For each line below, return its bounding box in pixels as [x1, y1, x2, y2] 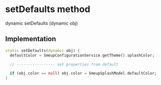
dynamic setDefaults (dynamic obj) [5, 20, 78, 26]
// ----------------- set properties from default [10, 62, 119, 67]
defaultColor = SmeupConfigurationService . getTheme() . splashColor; [10, 53, 155, 58]
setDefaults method [5, 4, 91, 15]
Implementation [5, 35, 57, 43]
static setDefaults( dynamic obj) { [5, 48, 80, 53]
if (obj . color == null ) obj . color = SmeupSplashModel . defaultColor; [10, 71, 157, 76]
